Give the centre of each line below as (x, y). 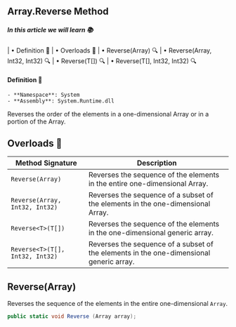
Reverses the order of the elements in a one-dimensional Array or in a (108, 114)
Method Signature (46, 163)
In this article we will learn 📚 (50, 29)
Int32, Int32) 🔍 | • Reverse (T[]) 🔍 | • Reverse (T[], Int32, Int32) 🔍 (102, 61)
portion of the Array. (37, 121)
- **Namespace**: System (44, 95)
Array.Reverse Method (58, 12)
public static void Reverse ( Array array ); (72, 316)
